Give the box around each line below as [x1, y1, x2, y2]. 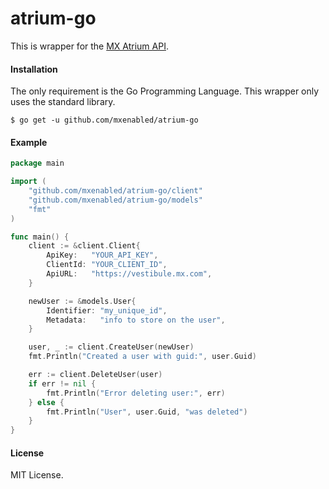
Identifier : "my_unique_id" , [46, 305, 168, 316]
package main [10, 158, 65, 169]
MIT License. [10, 469, 64, 481]
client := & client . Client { [28, 241, 141, 251]
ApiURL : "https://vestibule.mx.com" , [46, 269, 213, 279]
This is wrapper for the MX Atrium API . [10, 40, 169, 52]
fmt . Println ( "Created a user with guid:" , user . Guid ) [28, 352, 257, 362]
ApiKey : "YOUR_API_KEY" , [46, 250, 159, 261]
